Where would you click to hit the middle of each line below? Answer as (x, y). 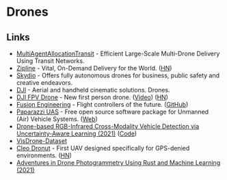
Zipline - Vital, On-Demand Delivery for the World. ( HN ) (94, 68)
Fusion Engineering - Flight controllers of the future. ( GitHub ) (102, 104)
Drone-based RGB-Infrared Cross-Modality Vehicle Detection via (108, 126)
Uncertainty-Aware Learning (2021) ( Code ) (77, 133)
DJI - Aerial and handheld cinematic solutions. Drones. (93, 90)
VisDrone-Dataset (42, 141)
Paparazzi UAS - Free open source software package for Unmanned (112, 112)
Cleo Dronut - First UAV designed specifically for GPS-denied (103, 148)
